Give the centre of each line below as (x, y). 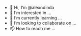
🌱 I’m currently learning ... (36, 18)
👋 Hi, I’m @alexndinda (32, 8)
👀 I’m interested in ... (30, 13)
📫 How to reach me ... (32, 28)
